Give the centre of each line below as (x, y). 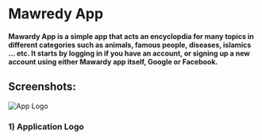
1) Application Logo (46, 126)
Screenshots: (42, 87)
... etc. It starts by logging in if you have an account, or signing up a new (129, 53)
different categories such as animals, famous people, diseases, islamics (130, 45)
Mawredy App (56, 14)
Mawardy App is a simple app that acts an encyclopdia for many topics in (131, 36)
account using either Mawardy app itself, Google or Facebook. (113, 61)
